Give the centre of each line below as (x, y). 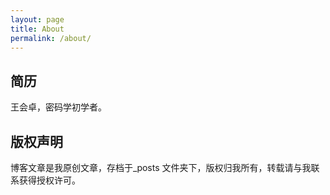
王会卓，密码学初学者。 (58, 107)
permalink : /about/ (51, 38)
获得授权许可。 (49, 180)
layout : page (37, 19)
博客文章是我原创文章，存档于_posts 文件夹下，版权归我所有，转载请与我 (161, 167)
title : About (37, 29)
